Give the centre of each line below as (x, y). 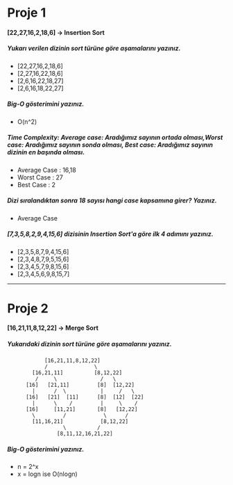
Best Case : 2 (36, 184)
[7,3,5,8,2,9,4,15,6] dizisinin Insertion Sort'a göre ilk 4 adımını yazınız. (110, 234)
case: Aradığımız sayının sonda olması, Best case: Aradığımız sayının (110, 145)
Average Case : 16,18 (46, 170)
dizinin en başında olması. (46, 152)
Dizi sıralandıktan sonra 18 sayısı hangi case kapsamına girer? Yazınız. (112, 200)
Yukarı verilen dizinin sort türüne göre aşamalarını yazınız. (94, 48)
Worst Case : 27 (40, 177)
